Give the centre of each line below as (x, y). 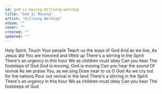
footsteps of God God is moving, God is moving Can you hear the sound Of (80, 65)
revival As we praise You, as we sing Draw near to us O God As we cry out (79, 71)
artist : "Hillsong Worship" (33, 18)
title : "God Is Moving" (29, 14)
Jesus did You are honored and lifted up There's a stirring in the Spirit (74, 55)
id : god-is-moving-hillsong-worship (42, 9)
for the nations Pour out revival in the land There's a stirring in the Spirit (76, 76)
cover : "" (15, 28)
